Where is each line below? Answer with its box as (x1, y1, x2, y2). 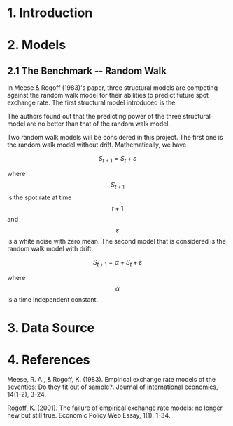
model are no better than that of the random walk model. (7, 119, 170, 128)
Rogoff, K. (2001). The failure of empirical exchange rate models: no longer (7, 404, 223, 412)
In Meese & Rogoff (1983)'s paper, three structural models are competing (7, 84, 218, 92)
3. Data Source (7, 319, 95, 335)
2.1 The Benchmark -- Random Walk (7, 65, 167, 76)
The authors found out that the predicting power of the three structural (7, 112, 211, 121)
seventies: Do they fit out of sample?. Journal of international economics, (7, 382, 218, 391)
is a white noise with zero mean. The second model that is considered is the (7, 237, 226, 245)
